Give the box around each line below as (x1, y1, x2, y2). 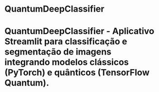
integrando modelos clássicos (4, 57, 129, 68)
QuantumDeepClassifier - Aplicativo (4, 26, 155, 37)
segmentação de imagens (4, 46, 112, 57)
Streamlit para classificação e (4, 36, 127, 47)
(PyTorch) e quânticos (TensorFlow (4, 67, 150, 78)
